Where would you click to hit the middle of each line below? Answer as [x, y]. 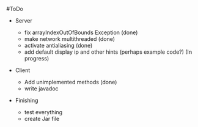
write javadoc [42, 89]
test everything [43, 112]
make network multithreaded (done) [69, 39]
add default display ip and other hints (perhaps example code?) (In [108, 52]
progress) [37, 58]
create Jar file [42, 119]
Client [23, 70]
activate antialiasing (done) [58, 45]
